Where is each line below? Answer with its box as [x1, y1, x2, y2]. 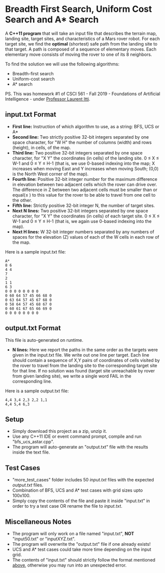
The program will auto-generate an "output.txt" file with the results [12, 444, 148, 450]
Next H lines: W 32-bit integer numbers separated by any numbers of [12, 229, 155, 235]
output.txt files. [12, 482, 43, 488]
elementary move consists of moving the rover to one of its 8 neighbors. [5, 51, 152, 57]
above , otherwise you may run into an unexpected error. [12, 562, 127, 568]
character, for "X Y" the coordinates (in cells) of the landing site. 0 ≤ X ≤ [12, 155, 160, 161]
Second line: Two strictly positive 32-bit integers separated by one [12, 134, 149, 140]
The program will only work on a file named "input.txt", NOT [12, 531, 134, 536]
